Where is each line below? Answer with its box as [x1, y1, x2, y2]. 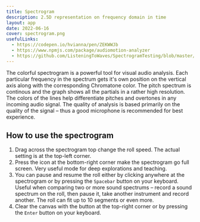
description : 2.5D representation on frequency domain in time [6, 14, 167, 20]
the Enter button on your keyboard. [14, 209, 101, 217]
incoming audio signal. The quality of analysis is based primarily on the [6, 100, 180, 107]
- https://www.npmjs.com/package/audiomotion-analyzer [11, 47, 151, 53]
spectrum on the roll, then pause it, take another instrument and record [14, 191, 189, 198]
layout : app [6, 20, 36, 26]
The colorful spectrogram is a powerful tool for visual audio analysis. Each [6, 69, 189, 76]
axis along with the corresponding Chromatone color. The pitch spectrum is [6, 81, 192, 89]
